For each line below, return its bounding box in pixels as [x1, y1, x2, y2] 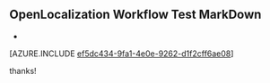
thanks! [9, 65, 38, 76]
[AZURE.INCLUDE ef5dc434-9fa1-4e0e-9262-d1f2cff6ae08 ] [9, 48, 234, 59]
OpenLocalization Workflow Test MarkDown [9, 7, 262, 22]
